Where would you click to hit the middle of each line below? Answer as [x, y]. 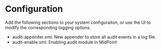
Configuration [34, 9]
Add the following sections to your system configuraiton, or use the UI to [78, 22]
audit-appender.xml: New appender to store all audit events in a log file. [84, 37]
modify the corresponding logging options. [48, 27]
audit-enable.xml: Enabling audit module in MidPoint [64, 42]
